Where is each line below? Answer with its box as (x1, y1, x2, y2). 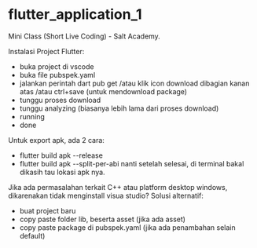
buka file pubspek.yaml (19, 70, 96, 79)
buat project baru (19, 206, 76, 215)
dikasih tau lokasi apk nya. (19, 167, 105, 177)
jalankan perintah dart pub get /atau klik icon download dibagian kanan (19, 78, 250, 88)
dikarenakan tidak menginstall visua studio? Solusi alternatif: (8, 191, 204, 200)
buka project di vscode (19, 61, 94, 71)
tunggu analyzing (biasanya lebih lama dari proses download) (19, 104, 219, 113)
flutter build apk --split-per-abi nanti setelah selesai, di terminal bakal (19, 159, 244, 168)
